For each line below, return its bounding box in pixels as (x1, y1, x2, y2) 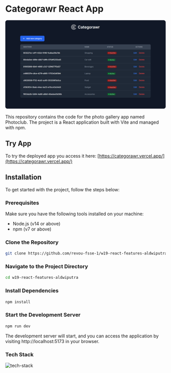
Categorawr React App (5, 3, 104, 15)
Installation (5, 173, 42, 182)
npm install (5, 299, 31, 304)
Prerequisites (5, 199, 39, 206)
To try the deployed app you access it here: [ (5, 153, 99, 159)
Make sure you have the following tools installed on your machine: (5, 211, 144, 217)
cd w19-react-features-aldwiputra (5, 275, 79, 280)
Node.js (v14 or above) (12, 220, 61, 226)
